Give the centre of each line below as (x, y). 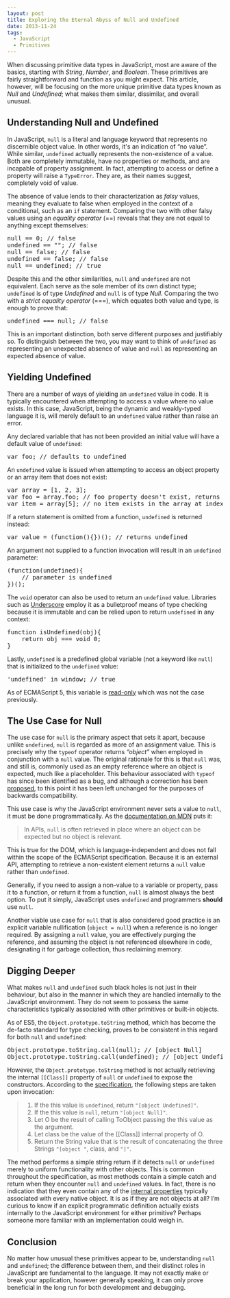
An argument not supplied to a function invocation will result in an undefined (114, 550)
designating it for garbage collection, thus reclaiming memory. (95, 949)
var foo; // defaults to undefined (67, 457)
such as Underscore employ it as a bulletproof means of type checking (107, 604)
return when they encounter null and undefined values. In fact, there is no (111, 1184)
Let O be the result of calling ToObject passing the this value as (124, 1120)
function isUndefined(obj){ (54, 632)
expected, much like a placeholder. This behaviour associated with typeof (111, 774)
